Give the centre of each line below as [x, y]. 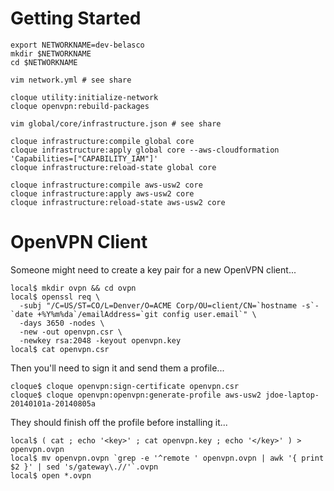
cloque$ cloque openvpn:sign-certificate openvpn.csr [125, 386]
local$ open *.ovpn [51, 475]
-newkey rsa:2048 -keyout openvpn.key [100, 340]
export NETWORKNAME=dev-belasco [77, 45]
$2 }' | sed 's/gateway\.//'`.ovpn [84, 467]
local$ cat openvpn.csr [60, 349]
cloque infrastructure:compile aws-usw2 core [106, 185]
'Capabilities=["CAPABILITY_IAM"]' [84, 158]
